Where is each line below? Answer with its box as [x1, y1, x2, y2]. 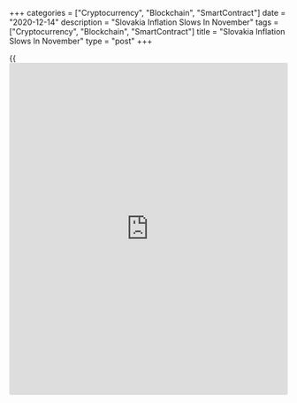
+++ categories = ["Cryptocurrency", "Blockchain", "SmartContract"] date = [9, 8, 286, 18]
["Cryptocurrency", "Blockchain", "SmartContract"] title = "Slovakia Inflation [9, 27, 286, 36]
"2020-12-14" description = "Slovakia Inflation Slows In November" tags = [9, 17, 279, 27]
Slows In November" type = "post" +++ [9, 35, 153, 46]
